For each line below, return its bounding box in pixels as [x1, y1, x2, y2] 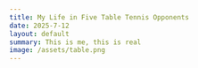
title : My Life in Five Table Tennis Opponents [9, 12, 190, 22]
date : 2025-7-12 [9, 21, 70, 30]
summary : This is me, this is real [9, 37, 142, 47]
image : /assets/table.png [9, 46, 105, 55]
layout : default [9, 29, 70, 38]
